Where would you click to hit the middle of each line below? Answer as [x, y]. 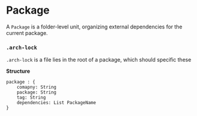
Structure [18, 71]
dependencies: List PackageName [56, 103]
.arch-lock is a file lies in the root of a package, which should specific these [99, 60]
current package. [27, 33]
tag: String [31, 98]
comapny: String [37, 87]
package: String [37, 92]
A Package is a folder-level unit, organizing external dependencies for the [94, 27]
